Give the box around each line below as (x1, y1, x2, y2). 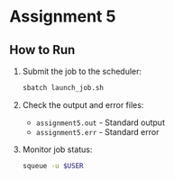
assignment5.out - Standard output (35, 117, 165, 128)
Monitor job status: (22, 144, 93, 155)
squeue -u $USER (22, 161, 84, 170)
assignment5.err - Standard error (35, 126, 160, 137)
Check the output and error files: (22, 99, 144, 110)
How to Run (9, 42, 76, 58)
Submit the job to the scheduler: (22, 66, 142, 76)
